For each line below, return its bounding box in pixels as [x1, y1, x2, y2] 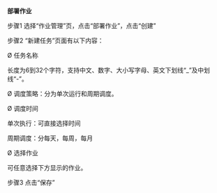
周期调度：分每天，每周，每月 [7, 134, 93, 142]
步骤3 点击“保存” [7, 178, 55, 187]
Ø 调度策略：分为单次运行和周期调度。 [7, 90, 118, 98]
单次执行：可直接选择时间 [7, 119, 81, 128]
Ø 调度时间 [7, 105, 38, 112]
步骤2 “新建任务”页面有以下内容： [7, 36, 104, 45]
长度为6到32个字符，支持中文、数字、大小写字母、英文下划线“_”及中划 [7, 66, 211, 74]
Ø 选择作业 [7, 149, 38, 157]
